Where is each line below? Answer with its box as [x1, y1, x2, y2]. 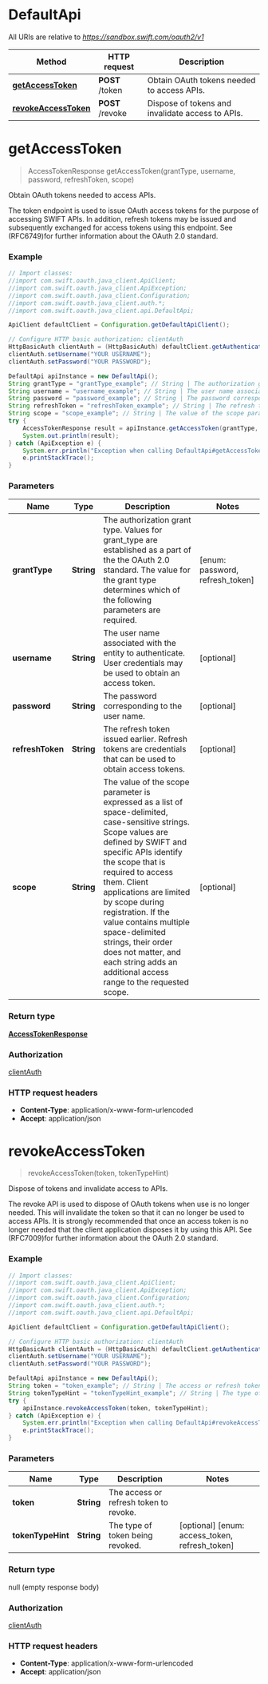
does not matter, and [103, 947, 181, 958]
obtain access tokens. [103, 764, 186, 775]
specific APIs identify [103, 847, 183, 858]
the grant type [103, 575, 157, 586]
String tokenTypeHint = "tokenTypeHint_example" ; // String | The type [8, 1389, 251, 1397]
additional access [103, 967, 169, 978]
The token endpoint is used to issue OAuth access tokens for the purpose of [8, 206, 259, 215]
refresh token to [108, 1497, 169, 1508]
